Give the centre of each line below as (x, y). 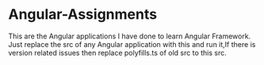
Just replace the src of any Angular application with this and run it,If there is (132, 44)
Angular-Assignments (82, 14)
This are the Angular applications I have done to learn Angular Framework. (130, 36)
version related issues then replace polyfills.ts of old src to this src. (118, 52)
